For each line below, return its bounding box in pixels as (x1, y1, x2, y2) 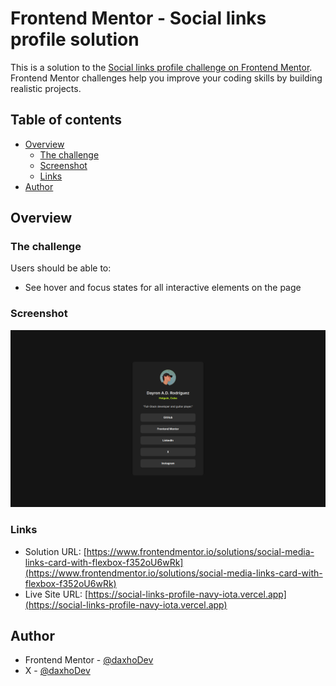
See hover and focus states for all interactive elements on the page (24, 282, 302, 294)
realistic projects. (10, 82, 82, 94)
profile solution (10, 28, 140, 51)
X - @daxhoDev (24, 665, 91, 677)
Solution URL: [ (24, 545, 87, 557)
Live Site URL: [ (24, 588, 89, 600)
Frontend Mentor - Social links (10, 7, 267, 30)
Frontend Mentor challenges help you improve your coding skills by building (10, 72, 323, 84)
